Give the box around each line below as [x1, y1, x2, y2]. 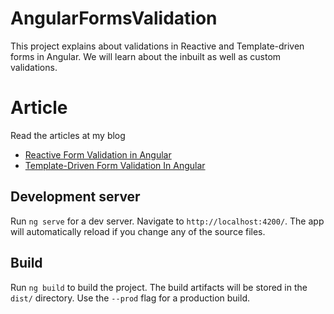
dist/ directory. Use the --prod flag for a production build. [10, 292, 250, 304]
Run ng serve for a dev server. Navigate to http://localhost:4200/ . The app [10, 215, 325, 227]
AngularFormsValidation [10, 7, 218, 30]
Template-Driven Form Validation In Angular [24, 159, 206, 171]
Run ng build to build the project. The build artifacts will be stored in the [10, 281, 308, 293]
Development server [10, 188, 141, 206]
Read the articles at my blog [10, 129, 126, 141]
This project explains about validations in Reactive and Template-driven [10, 40, 305, 52]
